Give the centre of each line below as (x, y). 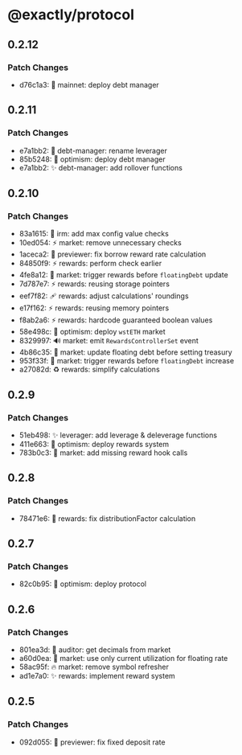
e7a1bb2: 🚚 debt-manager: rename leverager (93, 150)
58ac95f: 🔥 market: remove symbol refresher (94, 667)
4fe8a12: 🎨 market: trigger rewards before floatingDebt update (123, 275)
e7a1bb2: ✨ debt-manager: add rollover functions (100, 167)
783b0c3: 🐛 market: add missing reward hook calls (103, 453)
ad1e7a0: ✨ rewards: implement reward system (97, 676)
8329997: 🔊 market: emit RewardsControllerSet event (109, 341)
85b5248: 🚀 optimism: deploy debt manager (92, 159)
